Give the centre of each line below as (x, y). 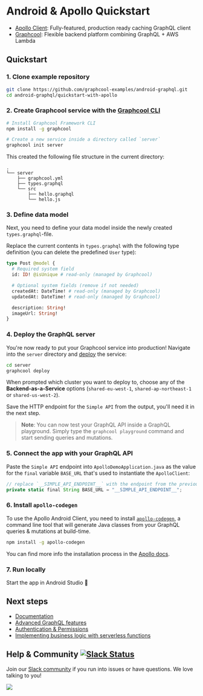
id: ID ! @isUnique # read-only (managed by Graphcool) (82, 275)
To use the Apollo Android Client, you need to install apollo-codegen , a (94, 518)
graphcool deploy (28, 371)
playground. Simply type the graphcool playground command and (102, 431)
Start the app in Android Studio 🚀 (47, 582)
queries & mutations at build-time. (48, 531)
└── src (27, 189)
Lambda (25, 40)
